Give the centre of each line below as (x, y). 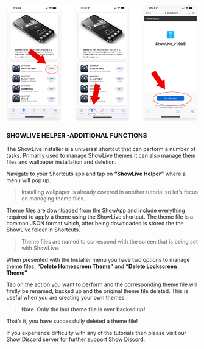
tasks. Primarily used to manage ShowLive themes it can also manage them (101, 155)
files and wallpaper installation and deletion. (62, 162)
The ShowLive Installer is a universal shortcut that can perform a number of (101, 149)
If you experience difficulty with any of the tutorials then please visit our (97, 333)
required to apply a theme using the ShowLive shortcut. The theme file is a (100, 217)
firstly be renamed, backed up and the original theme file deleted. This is (97, 291)
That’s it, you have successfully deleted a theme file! (72, 321)
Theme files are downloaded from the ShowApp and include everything (96, 210)
